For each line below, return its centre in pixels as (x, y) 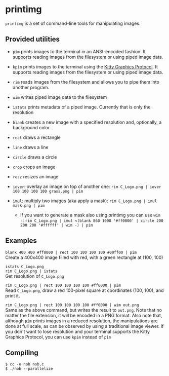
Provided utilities (32, 39)
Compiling (22, 352)
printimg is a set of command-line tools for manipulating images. (73, 23)
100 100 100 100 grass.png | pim (48, 191)
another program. (31, 87)
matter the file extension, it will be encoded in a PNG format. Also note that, (84, 315)
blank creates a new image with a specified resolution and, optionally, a (87, 122)
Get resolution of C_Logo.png (35, 276)
